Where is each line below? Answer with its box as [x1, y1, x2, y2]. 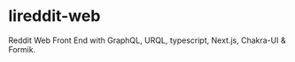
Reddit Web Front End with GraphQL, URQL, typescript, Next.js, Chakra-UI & [8, 35, 286, 45]
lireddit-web [8, 6, 101, 26]
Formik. [8, 44, 36, 54]
